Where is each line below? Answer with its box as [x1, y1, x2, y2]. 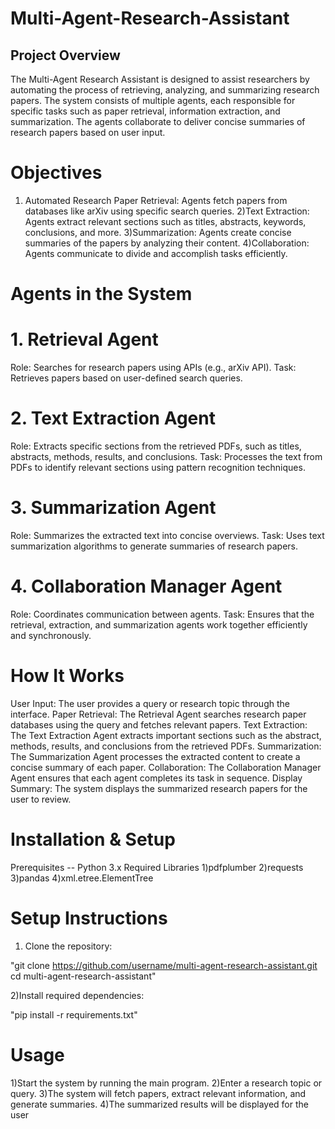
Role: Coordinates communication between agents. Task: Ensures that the [10, 608, 315, 620]
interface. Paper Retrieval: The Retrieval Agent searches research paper [10, 708, 307, 720]
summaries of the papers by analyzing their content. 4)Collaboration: [24, 237, 310, 249]
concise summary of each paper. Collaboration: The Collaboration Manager [10, 761, 322, 773]
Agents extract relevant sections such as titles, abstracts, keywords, [24, 215, 307, 227]
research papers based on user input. [10, 127, 166, 138]
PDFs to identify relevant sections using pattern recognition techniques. [10, 462, 306, 473]
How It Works [10, 665, 125, 687]
